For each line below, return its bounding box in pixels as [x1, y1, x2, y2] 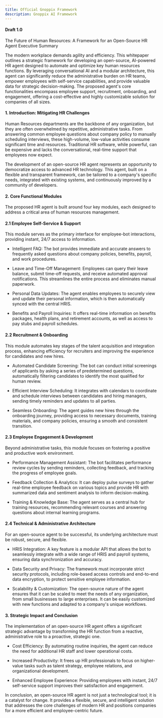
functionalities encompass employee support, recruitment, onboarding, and [5, 88, 157, 94]
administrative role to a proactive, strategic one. [5, 634, 101, 640]
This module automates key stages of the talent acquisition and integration [5, 343, 155, 349]
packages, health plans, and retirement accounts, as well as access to [12, 315, 153, 322]
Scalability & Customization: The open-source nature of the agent [12, 585, 144, 591]
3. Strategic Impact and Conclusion [5, 612, 78, 618]
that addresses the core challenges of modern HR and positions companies [5, 702, 157, 708]
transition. [12, 423, 33, 429]
